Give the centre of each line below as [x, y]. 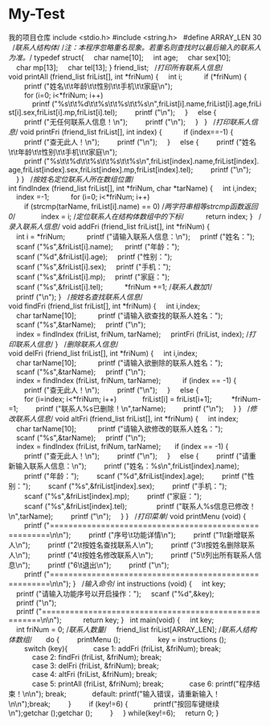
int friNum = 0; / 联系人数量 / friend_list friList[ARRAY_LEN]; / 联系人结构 [136, 629]
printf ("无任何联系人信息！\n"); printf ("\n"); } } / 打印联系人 [137, 122]
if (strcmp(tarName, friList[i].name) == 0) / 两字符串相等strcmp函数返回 [141, 206]
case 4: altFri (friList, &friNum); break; [94, 674]
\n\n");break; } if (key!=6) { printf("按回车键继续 [114, 703]
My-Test [37, 14]
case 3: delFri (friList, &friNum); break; [95, 666]
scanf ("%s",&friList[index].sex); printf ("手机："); [137, 486]
